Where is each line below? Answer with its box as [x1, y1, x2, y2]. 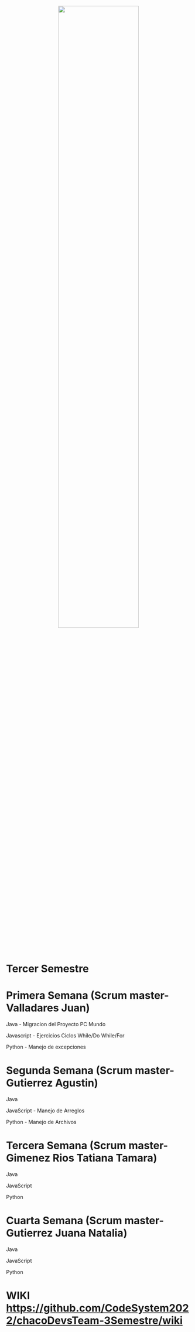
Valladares [6, 1002, 59, 1015]
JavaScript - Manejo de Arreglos [6, 1107, 85, 1114]
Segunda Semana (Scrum [6, 1064, 133, 1077]
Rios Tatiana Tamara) [52, 1152, 158, 1165]
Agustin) [55, 1077, 98, 1089]
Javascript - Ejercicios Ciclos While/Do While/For [6, 1032, 125, 1039]
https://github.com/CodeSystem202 [6, 1302, 189, 1315]
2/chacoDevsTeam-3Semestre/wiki [6, 1314, 183, 1327]
